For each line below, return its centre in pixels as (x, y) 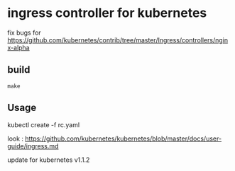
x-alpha (18, 47)
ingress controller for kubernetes (107, 13)
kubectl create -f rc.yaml (44, 124)
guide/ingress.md (33, 146)
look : (15, 138)
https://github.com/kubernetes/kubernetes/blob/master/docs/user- (123, 138)
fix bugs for (24, 33)
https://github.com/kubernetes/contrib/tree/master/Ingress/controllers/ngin (118, 40)
